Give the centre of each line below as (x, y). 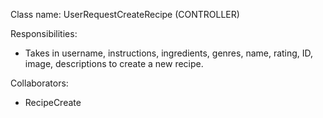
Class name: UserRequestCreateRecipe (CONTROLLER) (125, 14)
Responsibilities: (44, 33)
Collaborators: (39, 83)
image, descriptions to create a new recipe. (114, 63)
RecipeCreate (53, 102)
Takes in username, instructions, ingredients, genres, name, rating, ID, (169, 53)
